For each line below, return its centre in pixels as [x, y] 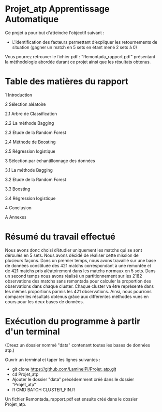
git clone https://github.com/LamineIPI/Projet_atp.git [64, 369]
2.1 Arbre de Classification [31, 114]
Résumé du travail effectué [60, 237]
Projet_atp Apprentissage [57, 9]
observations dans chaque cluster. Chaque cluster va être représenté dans [79, 286]
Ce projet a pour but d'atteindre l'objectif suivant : [55, 33]
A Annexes [16, 217]
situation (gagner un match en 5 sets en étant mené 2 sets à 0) [74, 47]
